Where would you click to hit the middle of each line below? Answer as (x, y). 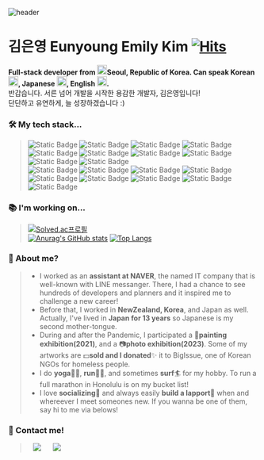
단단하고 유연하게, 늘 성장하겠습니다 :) (67, 102)
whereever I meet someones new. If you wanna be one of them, (143, 401)
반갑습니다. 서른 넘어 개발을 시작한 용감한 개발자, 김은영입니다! (104, 93)
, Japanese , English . (64, 83)
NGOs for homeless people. (85, 364)
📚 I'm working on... (47, 208)
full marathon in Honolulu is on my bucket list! (114, 384)
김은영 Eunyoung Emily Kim (98, 47)
